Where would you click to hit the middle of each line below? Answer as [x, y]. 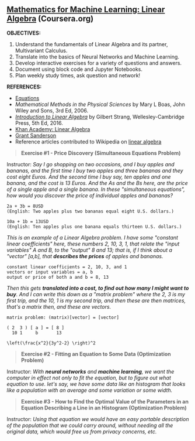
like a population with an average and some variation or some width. [90, 390]
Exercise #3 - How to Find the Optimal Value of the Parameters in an [105, 401]
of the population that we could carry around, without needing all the [90, 425]
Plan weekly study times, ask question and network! [78, 75]
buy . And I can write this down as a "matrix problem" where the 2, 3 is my [96, 294]
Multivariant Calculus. [41, 50]
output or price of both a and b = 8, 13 [58, 277]
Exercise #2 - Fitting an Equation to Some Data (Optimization [96, 354]
